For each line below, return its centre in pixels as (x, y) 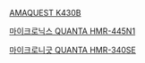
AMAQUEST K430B (46, 13)
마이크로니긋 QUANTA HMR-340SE (72, 50)
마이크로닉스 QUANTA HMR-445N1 (72, 31)
